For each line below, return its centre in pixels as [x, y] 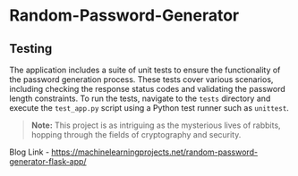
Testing [31, 49]
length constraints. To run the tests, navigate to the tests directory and [140, 98]
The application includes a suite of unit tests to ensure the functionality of [145, 70]
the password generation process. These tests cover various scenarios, [141, 80]
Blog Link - [30, 152]
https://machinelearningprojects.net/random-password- [154, 152]
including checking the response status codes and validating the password [148, 89]
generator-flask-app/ [48, 161]
